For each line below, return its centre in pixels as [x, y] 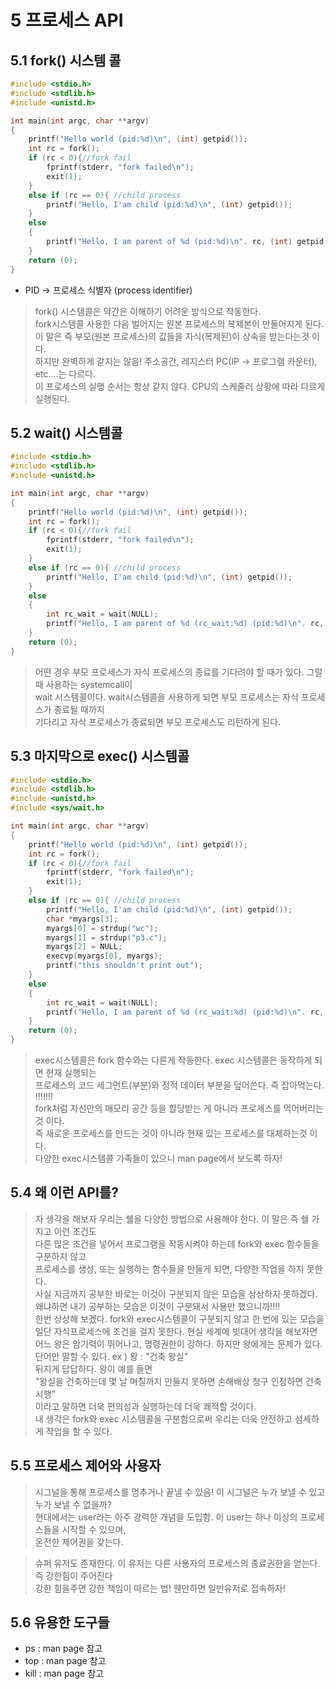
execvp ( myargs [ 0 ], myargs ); [104, 956]
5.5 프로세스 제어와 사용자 [86, 1466]
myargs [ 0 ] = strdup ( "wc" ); [102, 928]
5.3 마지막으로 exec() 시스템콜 [100, 756]
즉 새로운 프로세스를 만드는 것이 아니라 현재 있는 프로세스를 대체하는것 [171, 1133]
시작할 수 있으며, [94, 1529]
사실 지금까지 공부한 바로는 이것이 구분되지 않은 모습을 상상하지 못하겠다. [176, 1293]
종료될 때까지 [79, 709]
